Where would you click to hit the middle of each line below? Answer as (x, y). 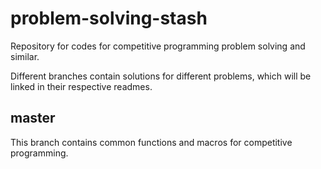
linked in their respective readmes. (81, 86)
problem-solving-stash (109, 18)
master (33, 118)
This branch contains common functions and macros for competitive (151, 142)
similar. (25, 56)
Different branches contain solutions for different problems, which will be (161, 76)
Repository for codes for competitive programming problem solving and (158, 46)
